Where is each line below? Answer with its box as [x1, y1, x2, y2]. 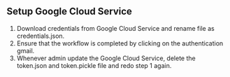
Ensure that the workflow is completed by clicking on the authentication [16, 38, 224, 48]
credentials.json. [16, 31, 65, 40]
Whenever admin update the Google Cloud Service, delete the [16, 54, 196, 62]
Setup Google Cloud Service [6, 6, 132, 17]
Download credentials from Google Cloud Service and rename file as [16, 24, 215, 32]
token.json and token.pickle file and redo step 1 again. [16, 61, 172, 69]
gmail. [16, 46, 35, 55]
